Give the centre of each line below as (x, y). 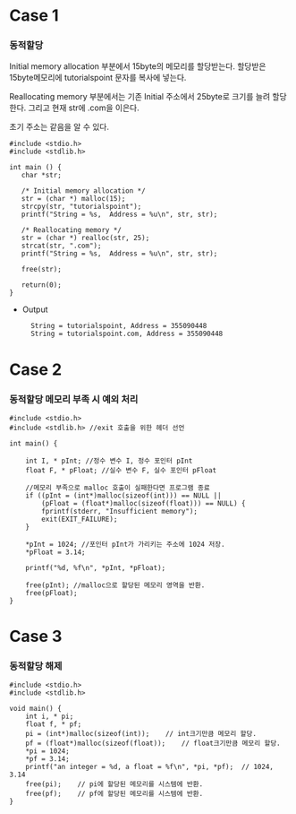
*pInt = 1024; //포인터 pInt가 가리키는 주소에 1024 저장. (125, 544)
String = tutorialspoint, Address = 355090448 (119, 326)
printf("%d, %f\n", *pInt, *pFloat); (96, 567)
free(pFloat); (51, 593)
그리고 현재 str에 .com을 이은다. (84, 108)
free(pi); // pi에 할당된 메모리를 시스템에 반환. (114, 784)
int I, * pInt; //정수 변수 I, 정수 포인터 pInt (109, 461)
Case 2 (36, 369)
